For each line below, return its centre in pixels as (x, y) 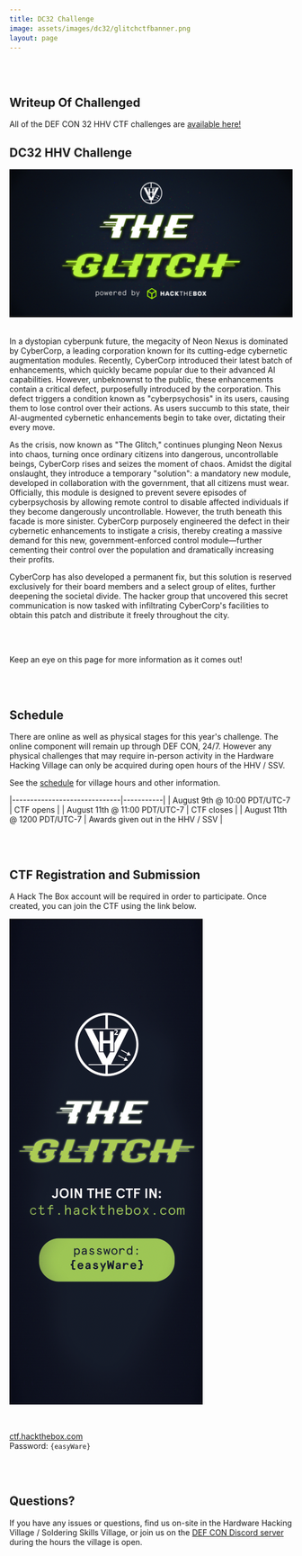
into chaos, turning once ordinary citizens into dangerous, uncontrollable (144, 454)
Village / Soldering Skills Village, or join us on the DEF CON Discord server (147, 1532)
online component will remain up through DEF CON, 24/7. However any (141, 746)
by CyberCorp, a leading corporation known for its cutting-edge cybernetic (148, 351)
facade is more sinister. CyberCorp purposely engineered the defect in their (150, 521)
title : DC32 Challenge (52, 19)
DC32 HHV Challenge (71, 153)
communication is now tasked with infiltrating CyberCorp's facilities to (139, 606)
